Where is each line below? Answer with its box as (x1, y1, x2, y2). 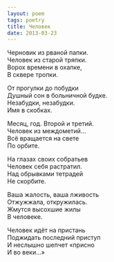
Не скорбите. (7, 177, 46, 186)
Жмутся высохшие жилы (7, 205, 81, 213)
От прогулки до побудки (7, 84, 79, 92)
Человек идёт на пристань (7, 226, 86, 234)
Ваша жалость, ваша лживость (7, 191, 99, 199)
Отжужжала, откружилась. (7, 198, 88, 207)
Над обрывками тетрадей (7, 170, 84, 178)
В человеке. (7, 213, 43, 221)
